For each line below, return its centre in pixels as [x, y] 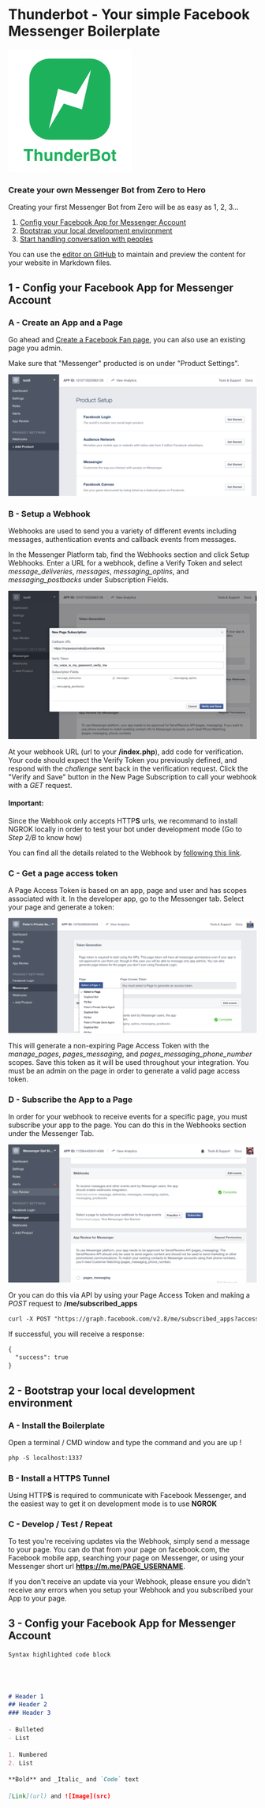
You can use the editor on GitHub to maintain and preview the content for [127, 255]
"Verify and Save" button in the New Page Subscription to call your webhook [132, 777]
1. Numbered [28, 1754]
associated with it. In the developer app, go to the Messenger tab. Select [126, 899]
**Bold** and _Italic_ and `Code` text [74, 1780]
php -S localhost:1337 [45, 1458]
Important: [26, 803]
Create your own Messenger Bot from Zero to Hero [107, 189]
